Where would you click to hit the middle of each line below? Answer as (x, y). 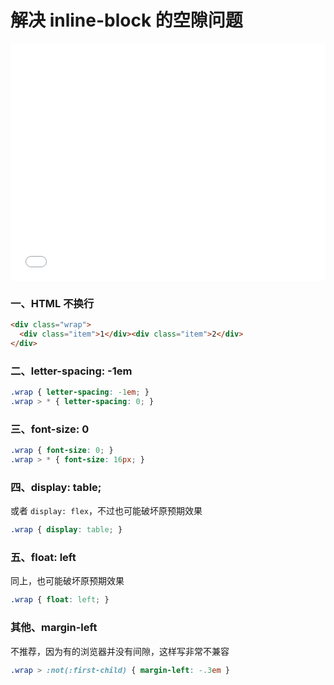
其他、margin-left (54, 628)
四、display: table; (56, 487)
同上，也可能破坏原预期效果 (67, 581)
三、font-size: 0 (50, 429)
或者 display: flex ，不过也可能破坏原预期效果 (106, 511)
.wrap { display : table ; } (66, 530)
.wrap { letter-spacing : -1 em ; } (80, 392)
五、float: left (43, 558)
